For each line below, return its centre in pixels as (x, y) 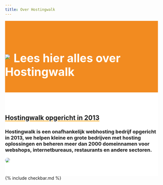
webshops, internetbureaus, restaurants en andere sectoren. (79, 150)
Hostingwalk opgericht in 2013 (52, 118)
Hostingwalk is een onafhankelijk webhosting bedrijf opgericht (81, 131)
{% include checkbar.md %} (33, 178)
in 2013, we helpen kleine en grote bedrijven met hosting (73, 138)
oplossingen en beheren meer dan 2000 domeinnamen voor (77, 144)
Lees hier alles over (67, 58)
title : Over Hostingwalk (30, 9)
